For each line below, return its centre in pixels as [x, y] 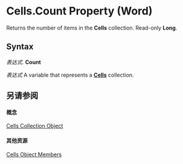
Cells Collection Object [35, 126]
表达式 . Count [24, 62]
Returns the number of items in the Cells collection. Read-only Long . [92, 28]
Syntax [20, 47]
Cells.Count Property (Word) [79, 11]
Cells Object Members [34, 154]
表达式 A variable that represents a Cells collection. [70, 75]
